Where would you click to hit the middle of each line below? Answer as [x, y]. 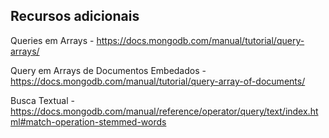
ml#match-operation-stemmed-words [88, 121]
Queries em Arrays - [52, 40]
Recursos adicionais [75, 16]
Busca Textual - [42, 100]
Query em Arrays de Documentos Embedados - [108, 70]
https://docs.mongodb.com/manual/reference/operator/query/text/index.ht [164, 111]
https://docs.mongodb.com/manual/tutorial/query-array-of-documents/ [158, 81]
